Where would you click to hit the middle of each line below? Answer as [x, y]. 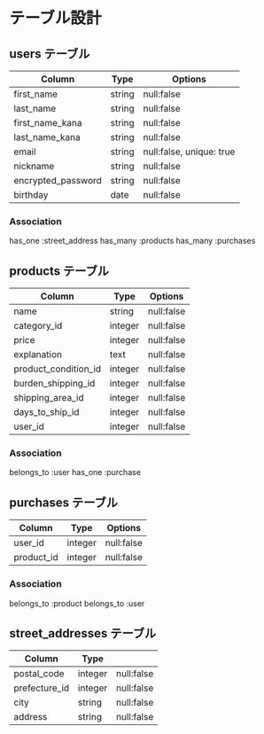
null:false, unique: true [189, 152]
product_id [36, 558]
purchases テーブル [63, 502]
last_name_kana [47, 137]
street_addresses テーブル [83, 633]
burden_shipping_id [54, 384]
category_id [38, 326]
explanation [38, 355]
